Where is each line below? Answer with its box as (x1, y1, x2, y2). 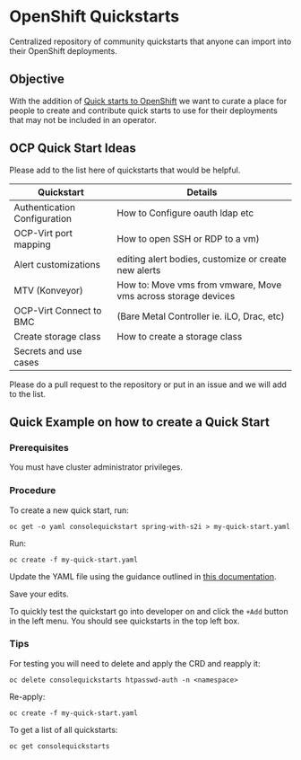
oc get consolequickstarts (9, 741, 110, 751)
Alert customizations (13, 258, 101, 270)
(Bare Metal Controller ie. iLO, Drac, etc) (116, 310, 285, 323)
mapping (13, 238, 51, 251)
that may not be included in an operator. (9, 114, 157, 125)
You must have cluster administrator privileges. (9, 462, 184, 473)
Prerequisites (9, 441, 69, 454)
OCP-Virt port (13, 226, 73, 239)
